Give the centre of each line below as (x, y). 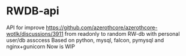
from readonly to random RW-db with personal (122, 33)
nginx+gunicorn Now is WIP (41, 46)
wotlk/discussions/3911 (35, 33)
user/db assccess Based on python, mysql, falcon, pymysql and (85, 40)
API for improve (25, 27)
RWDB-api (33, 11)
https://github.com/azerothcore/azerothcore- (102, 27)
